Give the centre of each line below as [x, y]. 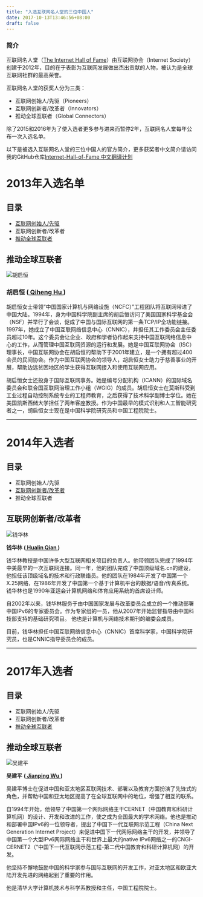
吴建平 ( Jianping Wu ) [34, 776]
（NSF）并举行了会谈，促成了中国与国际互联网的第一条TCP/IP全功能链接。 [100, 322]
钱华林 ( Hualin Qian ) [33, 547]
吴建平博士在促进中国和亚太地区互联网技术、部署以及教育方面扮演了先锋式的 [101, 789]
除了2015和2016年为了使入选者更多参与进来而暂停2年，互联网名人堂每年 [97, 128]
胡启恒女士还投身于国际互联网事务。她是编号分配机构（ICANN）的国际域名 [99, 380]
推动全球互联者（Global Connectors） [62, 116]
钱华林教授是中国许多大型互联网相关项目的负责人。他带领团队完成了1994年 [100, 560]
